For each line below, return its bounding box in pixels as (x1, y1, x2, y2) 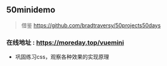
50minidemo (6, 5, 56, 15)
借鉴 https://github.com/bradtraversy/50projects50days (21, 21, 161, 29)
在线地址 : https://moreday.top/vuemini (6, 38, 124, 47)
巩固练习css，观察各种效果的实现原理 (15, 53, 109, 61)
